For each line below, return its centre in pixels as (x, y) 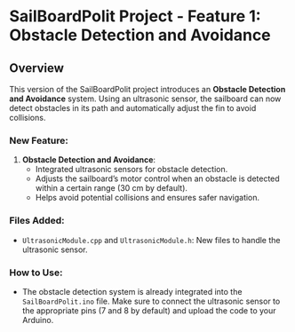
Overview (37, 68)
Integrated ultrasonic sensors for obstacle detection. (132, 170)
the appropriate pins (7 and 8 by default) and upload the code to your (149, 310)
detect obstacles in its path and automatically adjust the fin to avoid (133, 108)
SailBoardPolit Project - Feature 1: (135, 16)
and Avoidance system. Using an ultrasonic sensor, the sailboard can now (145, 99)
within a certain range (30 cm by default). (112, 188)
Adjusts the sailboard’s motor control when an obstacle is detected (157, 178)
